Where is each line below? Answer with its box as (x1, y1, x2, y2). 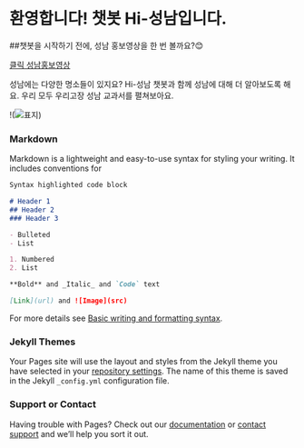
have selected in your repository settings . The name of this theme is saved (9, 365, 289, 377)
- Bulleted (9, 230, 51, 239)
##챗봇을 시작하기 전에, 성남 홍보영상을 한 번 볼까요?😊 (9, 40, 204, 51)
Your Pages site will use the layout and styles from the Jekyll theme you (9, 356, 279, 367)
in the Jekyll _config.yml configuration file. (9, 375, 170, 386)
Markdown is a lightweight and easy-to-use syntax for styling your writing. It (9, 154, 295, 164)
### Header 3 (9, 214, 59, 223)
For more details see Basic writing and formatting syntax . (9, 313, 223, 324)
